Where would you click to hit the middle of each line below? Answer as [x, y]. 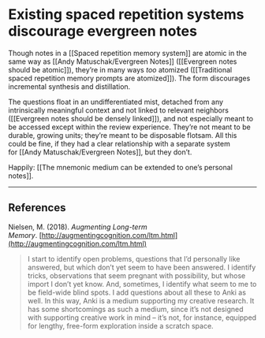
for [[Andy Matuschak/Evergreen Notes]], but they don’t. [100, 152]
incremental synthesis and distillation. [69, 86]
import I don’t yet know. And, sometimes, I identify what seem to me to [142, 284]
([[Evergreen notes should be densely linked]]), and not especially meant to [131, 118]
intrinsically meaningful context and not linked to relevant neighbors [118, 110]
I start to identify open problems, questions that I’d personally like [134, 258]
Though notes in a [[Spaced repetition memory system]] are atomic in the [127, 53]
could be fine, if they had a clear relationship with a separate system [119, 143]
